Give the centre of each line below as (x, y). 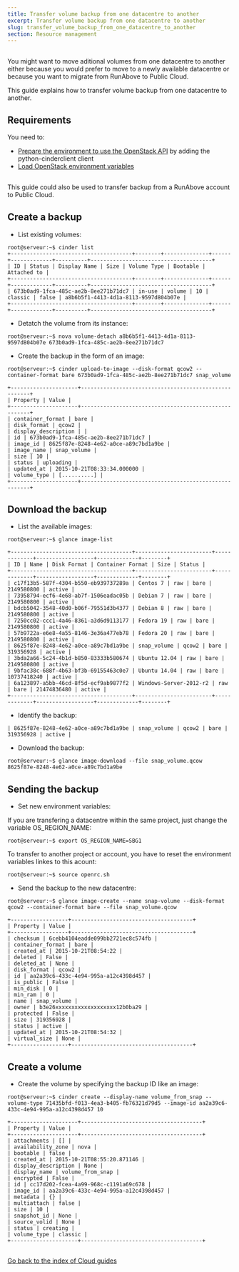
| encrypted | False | (41, 1178)
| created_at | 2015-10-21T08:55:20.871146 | (76, 1160)
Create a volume (45, 1067)
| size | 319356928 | (40, 1020)
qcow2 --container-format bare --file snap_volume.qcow (92, 908)
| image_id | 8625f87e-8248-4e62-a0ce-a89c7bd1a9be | (89, 444)
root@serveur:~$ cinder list (51, 247)
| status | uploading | (43, 462)
